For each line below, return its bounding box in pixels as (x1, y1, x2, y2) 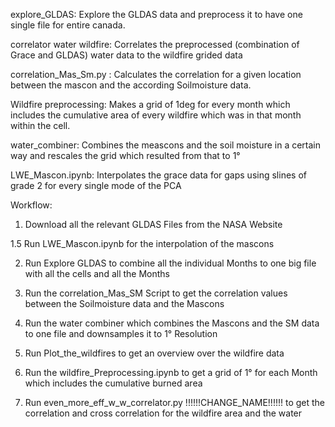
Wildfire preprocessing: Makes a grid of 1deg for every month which (10, 99, 291, 110)
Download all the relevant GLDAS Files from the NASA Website (24, 219, 283, 230)
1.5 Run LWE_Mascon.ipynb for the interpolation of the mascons (10, 238, 275, 249)
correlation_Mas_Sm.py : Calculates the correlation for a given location (10, 69, 302, 80)
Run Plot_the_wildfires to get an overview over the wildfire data (24, 347, 285, 359)
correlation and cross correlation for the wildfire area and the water (24, 407, 303, 419)
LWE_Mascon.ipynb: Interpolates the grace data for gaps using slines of (10, 169, 307, 181)
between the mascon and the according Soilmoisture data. (10, 79, 252, 91)
